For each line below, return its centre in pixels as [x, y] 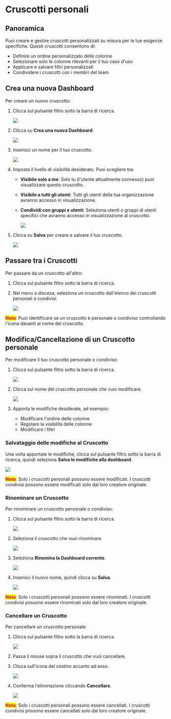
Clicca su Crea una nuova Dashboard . [53, 130]
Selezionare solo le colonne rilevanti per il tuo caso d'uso [73, 61]
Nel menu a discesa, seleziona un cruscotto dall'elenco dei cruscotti [84, 293]
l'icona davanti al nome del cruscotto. [45, 323]
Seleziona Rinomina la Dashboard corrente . [59, 558]
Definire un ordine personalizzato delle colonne [62, 56]
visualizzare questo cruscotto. [52, 184]
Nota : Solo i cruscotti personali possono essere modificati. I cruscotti [78, 479]
